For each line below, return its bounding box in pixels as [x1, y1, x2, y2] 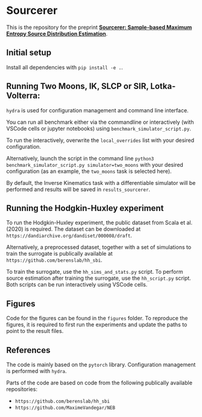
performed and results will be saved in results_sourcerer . [6, 186, 151, 193]
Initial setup [6, 48, 52, 58]
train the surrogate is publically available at [6, 250, 113, 257]
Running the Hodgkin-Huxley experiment [6, 203, 164, 213]
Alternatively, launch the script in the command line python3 [6, 155, 154, 162]
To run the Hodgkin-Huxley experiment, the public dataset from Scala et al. [6, 219, 193, 227]
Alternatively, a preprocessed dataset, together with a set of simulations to [6, 244, 192, 251]
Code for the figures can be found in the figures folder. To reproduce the [6, 315, 188, 322]
